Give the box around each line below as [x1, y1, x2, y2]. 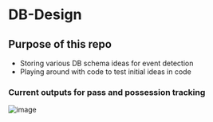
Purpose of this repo [8, 37, 112, 51]
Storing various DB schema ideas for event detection [19, 58, 194, 68]
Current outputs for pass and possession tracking [8, 86, 206, 97]
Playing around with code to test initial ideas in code [19, 67, 191, 77]
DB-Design [8, 6, 82, 24]
